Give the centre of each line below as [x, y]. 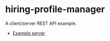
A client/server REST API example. [41, 23]
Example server [29, 33]
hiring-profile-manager [55, 9]
